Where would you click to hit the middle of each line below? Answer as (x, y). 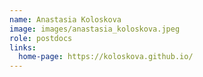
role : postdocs (41, 38)
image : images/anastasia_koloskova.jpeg (95, 29)
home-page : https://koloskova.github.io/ (106, 57)
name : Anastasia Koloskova (65, 19)
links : (23, 47)
